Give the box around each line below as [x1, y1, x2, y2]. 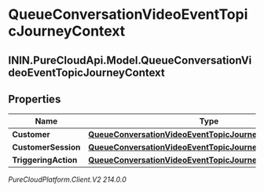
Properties [8, 92, 61, 105]
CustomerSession [12, 142, 81, 153]
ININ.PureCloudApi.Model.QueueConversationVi [8, 54, 252, 67]
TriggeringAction [12, 155, 78, 166]
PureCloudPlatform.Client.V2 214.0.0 [8, 175, 127, 184]
